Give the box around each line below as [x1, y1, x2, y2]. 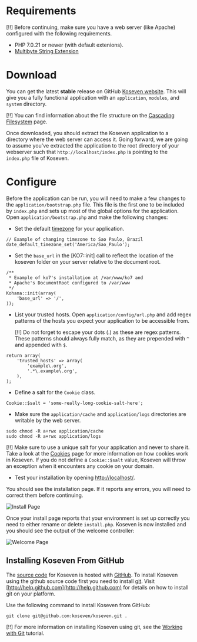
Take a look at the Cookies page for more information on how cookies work [6, 450, 188, 457]
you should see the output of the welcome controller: [6, 527, 135, 534]
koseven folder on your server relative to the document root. [14, 258, 161, 265]
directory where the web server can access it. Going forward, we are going [6, 136, 188, 143]
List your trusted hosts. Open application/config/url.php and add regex [14, 311, 192, 318]
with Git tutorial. [6, 630, 45, 637]
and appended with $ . [14, 341, 68, 348]
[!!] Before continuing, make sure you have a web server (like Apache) [6, 24, 176, 31]
